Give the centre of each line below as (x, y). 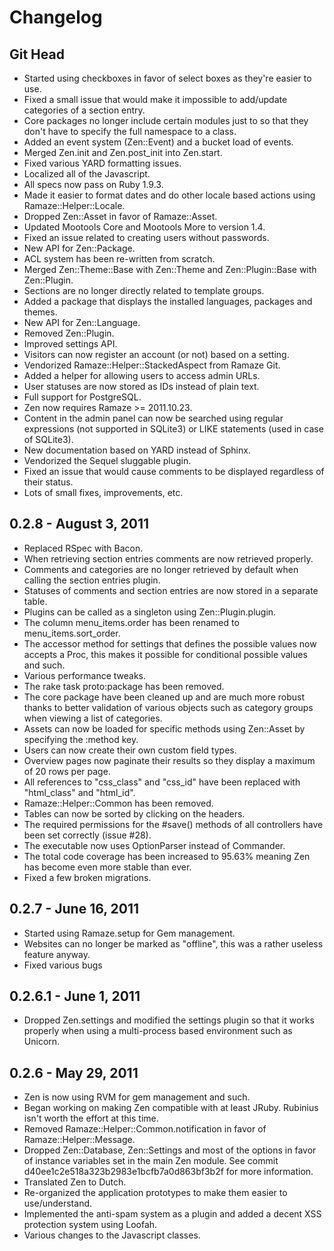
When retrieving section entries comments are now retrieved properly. (168, 558)
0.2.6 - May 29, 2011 (74, 1072)
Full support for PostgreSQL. (82, 397)
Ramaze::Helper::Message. (79, 1140)
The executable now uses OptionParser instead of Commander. (154, 845)
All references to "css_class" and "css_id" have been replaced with (162, 782)
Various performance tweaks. (85, 675)
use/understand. (58, 1203)
